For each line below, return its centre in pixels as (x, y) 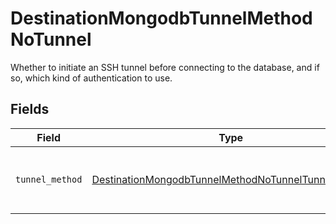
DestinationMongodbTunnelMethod (161, 18)
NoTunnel (51, 39)
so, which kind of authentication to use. (91, 78)
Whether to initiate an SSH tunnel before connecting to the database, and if (165, 67)
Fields (30, 109)
